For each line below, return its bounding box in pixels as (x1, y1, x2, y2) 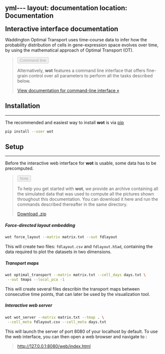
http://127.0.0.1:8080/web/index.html (17, 343, 91, 349)
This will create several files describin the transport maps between (5, 286, 140, 292)
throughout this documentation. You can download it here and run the (17, 196, 158, 202)
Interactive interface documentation (5, 25, 119, 33)
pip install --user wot (5, 129, 54, 134)
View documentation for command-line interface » (17, 87, 119, 93)
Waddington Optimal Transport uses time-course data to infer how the (5, 36, 147, 42)
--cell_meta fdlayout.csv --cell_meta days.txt (7, 320, 107, 324)
